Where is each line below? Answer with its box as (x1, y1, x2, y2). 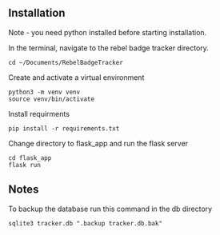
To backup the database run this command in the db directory (8, 204, 213, 213)
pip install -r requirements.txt (8, 124, 120, 133)
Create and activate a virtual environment (8, 72, 145, 82)
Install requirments (8, 109, 70, 118)
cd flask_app (8, 153, 52, 162)
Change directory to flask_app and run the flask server (8, 138, 189, 148)
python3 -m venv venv (8, 88, 81, 96)
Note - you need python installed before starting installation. (8, 27, 207, 37)
